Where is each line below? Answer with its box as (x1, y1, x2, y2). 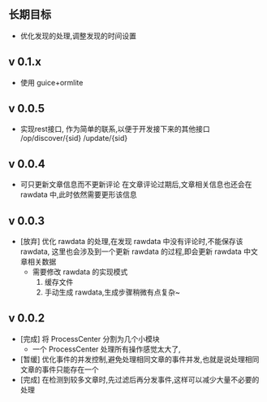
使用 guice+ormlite (19, 77, 84, 87)
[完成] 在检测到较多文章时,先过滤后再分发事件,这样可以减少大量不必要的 (19, 374, 260, 384)
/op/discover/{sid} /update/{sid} (19, 133, 128, 143)
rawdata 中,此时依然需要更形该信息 (19, 190, 138, 199)
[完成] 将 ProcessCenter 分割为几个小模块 (19, 334, 160, 343)
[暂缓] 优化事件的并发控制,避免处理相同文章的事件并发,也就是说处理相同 (19, 354, 260, 364)
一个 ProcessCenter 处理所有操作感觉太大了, (32, 344, 181, 354)
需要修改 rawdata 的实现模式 (32, 267, 128, 277)
